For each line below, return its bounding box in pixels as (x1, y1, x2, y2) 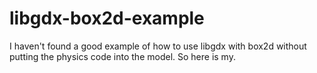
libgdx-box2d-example (9, 7, 205, 30)
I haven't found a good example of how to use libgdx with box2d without (9, 40, 307, 52)
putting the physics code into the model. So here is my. (9, 50, 236, 62)
